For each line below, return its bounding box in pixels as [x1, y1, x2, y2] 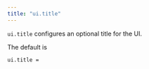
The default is [7, 43, 48, 51]
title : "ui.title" [7, 10, 61, 17]
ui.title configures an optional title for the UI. [7, 29, 143, 38]
